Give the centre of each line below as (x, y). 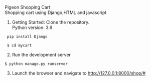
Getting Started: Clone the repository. (51, 22)
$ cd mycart (19, 45)
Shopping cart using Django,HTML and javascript (56, 12)
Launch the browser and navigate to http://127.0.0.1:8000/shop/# (79, 73)
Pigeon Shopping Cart (28, 7)
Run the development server (41, 55)
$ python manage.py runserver (36, 64)
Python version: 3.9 (32, 27)
